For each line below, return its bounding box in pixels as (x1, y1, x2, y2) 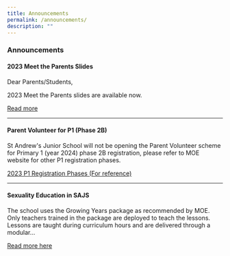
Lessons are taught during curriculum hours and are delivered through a (7, 220, 211, 229)
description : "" (7, 23, 53, 29)
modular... (7, 228, 36, 236)
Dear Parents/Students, (7, 77, 73, 86)
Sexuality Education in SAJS (7, 191, 90, 199)
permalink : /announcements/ (7, 16, 88, 23)
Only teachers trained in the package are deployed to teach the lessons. (7, 214, 211, 222)
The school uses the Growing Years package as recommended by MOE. (7, 206, 210, 214)
